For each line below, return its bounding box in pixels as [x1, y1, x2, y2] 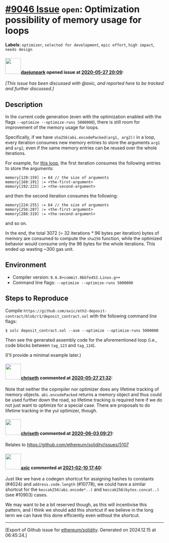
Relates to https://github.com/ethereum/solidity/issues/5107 [5, 442, 129, 448]
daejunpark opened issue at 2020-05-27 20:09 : [21, 69, 124, 75]
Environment [5, 261, 47, 269]
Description [5, 100, 43, 109]
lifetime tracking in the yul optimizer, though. [5, 407, 98, 413]
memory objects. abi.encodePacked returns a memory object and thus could [5, 391, 162, 397]
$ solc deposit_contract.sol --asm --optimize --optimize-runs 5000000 [5, 328, 158, 333]
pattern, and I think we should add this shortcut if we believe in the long [5, 507, 153, 513]
